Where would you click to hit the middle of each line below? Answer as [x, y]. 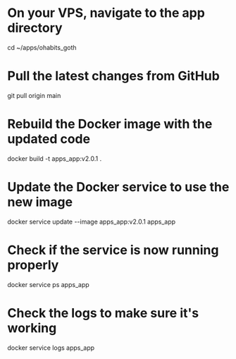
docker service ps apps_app [48, 284]
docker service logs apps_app [51, 348]
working [32, 328]
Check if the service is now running [113, 250]
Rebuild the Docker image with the [110, 124]
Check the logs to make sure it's [103, 313]
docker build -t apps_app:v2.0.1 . [55, 158]
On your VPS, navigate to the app [106, 13]
